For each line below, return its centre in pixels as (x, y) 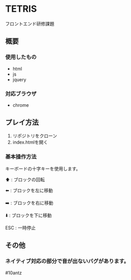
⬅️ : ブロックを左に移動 (29, 191)
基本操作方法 (21, 156)
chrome (21, 105)
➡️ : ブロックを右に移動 (29, 203)
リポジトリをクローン (35, 135)
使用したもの (21, 57)
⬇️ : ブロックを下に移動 (29, 216)
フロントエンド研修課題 (30, 24)
